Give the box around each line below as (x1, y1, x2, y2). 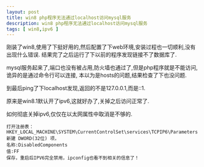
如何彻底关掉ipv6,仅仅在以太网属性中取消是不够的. (6, 110, 133, 118)
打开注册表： (6, 124, 34, 130)
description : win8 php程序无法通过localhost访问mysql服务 (6, 20, 148, 26)
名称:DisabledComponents (6, 142, 68, 148)
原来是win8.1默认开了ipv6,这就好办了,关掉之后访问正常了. (6, 98, 150, 105)
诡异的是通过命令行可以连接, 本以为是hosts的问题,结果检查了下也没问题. (6, 71, 187, 79)
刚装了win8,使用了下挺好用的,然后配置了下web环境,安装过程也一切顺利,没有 (6, 43, 196, 51)
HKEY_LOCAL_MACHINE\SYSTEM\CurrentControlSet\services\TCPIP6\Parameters (6, 129, 199, 135)
